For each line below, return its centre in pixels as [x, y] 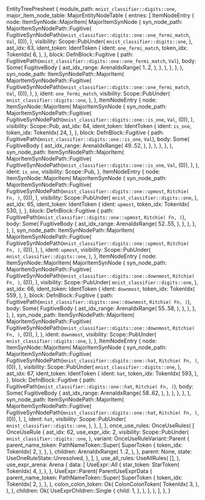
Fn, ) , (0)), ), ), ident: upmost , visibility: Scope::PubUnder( [79, 250]
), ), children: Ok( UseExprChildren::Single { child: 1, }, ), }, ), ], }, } [88, 491]
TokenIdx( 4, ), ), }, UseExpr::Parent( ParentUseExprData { [79, 471]
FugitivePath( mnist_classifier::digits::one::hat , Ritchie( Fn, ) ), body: [100, 386]
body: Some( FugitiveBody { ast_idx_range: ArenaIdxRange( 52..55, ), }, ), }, [102, 224]
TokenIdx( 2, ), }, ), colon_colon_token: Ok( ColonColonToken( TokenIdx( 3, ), [103, 484]
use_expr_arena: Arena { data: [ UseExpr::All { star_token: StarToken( [93, 464]
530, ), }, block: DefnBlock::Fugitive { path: [60, 210]
